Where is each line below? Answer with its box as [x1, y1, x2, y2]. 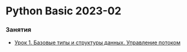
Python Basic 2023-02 [5, 4, 121, 18]
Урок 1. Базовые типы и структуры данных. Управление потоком [14, 39, 181, 46]
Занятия [5, 26, 31, 34]
